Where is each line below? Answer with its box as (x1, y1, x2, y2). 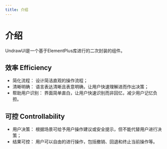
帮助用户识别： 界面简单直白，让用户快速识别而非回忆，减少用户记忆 (12, 90, 153, 96)
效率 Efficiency (5, 63, 52, 72)
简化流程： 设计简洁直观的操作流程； (12, 77, 88, 83)
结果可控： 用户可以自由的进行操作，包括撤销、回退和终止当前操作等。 (12, 139, 158, 145)
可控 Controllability (5, 112, 65, 121)
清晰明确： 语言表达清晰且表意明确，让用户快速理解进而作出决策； (12, 84, 149, 90)
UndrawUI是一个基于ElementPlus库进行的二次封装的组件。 (5, 48, 125, 54)
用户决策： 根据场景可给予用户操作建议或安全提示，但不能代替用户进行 (12, 126, 158, 132)
